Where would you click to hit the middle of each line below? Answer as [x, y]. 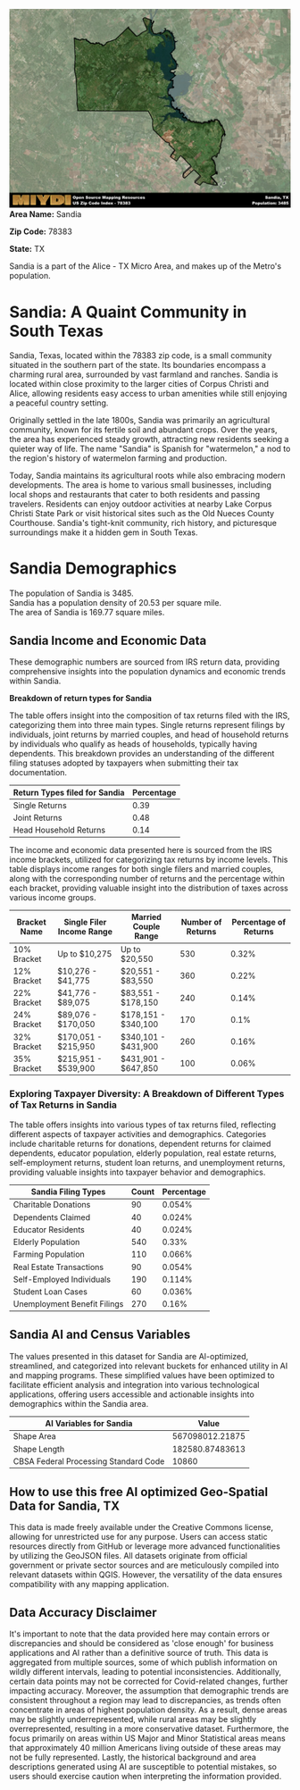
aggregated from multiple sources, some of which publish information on [143, 1662]
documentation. [38, 773]
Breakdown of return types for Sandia [80, 698]
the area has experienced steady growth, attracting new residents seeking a [149, 439]
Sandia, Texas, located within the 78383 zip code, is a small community [141, 355]
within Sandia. [35, 681]
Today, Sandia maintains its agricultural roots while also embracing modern [147, 476]
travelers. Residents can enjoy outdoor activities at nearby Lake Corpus [141, 504]
